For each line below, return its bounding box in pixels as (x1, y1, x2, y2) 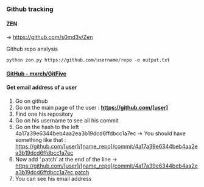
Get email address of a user (6, 84, 77, 91)
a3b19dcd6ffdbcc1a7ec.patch (15, 168, 90, 175)
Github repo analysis (6, 45, 58, 53)
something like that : (15, 136, 66, 143)
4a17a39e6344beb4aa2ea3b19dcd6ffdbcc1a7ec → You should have (15, 130, 186, 137)
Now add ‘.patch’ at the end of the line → (15, 155, 118, 163)
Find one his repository (15, 110, 74, 118)
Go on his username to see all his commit (15, 116, 119, 124)
